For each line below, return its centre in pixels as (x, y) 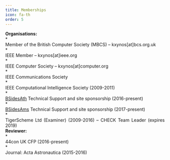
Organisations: (21, 34)
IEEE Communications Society (37, 77)
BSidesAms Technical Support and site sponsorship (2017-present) (75, 109)
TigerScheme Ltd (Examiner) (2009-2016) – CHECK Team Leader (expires (85, 120)
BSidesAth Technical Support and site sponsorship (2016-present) (74, 99)
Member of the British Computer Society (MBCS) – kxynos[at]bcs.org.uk (81, 45)
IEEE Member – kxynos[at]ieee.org (41, 55)
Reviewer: (16, 131)
